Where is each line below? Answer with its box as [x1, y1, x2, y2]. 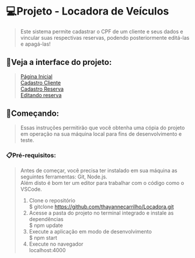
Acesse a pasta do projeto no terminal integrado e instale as [29, 209, 174, 216]
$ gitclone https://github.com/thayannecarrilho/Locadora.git [29, 203, 174, 210]
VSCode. [20, 185, 42, 192]
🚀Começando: [6, 109, 60, 119]
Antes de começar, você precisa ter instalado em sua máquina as [20, 167, 177, 174]
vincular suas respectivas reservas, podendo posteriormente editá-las [20, 34, 190, 41]
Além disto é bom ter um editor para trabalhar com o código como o [20, 179, 184, 186]
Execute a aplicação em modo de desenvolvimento [29, 228, 152, 235]
